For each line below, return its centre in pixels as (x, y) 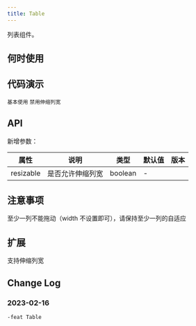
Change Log (34, 283)
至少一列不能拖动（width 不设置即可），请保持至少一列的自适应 (97, 218)
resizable (26, 173)
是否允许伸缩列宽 (75, 173)
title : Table (26, 14)
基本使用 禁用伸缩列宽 (34, 102)
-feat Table (24, 317)
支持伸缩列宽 (25, 261)
